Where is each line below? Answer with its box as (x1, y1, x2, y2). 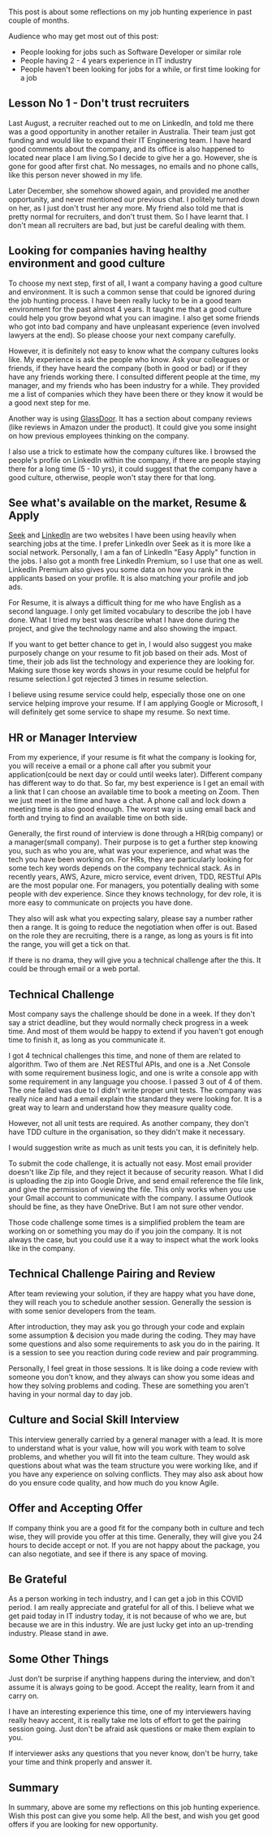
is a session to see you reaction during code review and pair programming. (8, 1347, 259, 1357)
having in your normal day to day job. (8, 1389, 132, 1398)
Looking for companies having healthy (8, 244, 207, 258)
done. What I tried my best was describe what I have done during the (8, 615, 240, 625)
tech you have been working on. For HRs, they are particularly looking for (8, 854, 253, 865)
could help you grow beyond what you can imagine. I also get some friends (8, 312, 260, 322)
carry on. (8, 1691, 39, 1701)
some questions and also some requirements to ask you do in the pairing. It (8, 1338, 260, 1349)
